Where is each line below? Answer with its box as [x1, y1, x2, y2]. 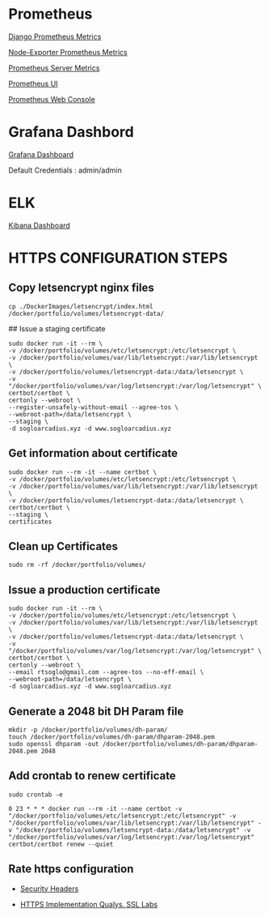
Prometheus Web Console [8, 94, 95, 104]
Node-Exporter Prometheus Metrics [8, 47, 128, 57]
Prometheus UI [8, 79, 58, 88]
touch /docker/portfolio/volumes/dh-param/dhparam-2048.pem [8, 733, 216, 741]
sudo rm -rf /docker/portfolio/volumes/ [8, 561, 147, 569]
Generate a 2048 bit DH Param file [8, 704, 184, 718]
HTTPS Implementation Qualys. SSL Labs [19, 899, 158, 909]
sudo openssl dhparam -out [8, 740, 99, 749]
